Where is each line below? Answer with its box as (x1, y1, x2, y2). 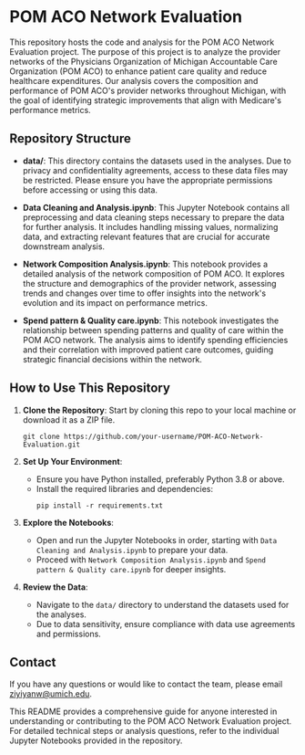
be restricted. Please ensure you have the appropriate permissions (22, 174, 273, 185)
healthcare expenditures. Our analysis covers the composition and (9, 75, 259, 86)
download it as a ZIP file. (22, 414, 116, 425)
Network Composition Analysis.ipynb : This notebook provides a (22, 258, 269, 269)
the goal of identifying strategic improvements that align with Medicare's (9, 94, 282, 106)
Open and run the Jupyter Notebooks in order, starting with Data (36, 534, 278, 545)
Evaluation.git (22, 440, 81, 449)
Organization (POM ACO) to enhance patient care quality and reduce (9, 66, 267, 77)
